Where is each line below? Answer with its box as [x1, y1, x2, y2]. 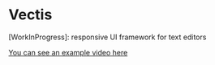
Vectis [8, 6, 53, 24]
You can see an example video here [8, 47, 128, 57]
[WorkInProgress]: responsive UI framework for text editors [8, 32, 207, 42]
